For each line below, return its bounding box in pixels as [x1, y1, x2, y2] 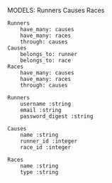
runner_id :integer [20, 138, 78, 145]
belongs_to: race [20, 57, 72, 64]
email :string [20, 106, 62, 113]
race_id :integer [20, 144, 72, 151]
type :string [20, 169, 59, 176]
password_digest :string [20, 113, 94, 120]
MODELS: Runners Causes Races [7, 6, 105, 14]
